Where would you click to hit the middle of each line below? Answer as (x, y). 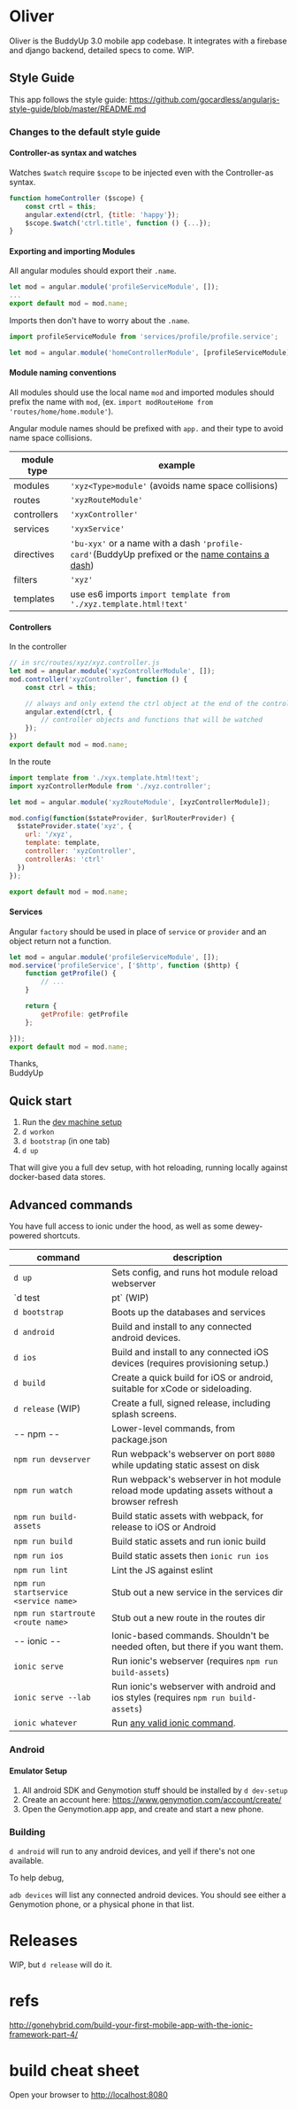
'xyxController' (104, 515)
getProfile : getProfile (84, 1014)
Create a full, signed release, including (191, 1403)
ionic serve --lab (52, 1698)
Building (27, 1833)
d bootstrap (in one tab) (66, 1141)
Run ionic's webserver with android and (194, 1686)
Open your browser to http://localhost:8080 (88, 2095)
